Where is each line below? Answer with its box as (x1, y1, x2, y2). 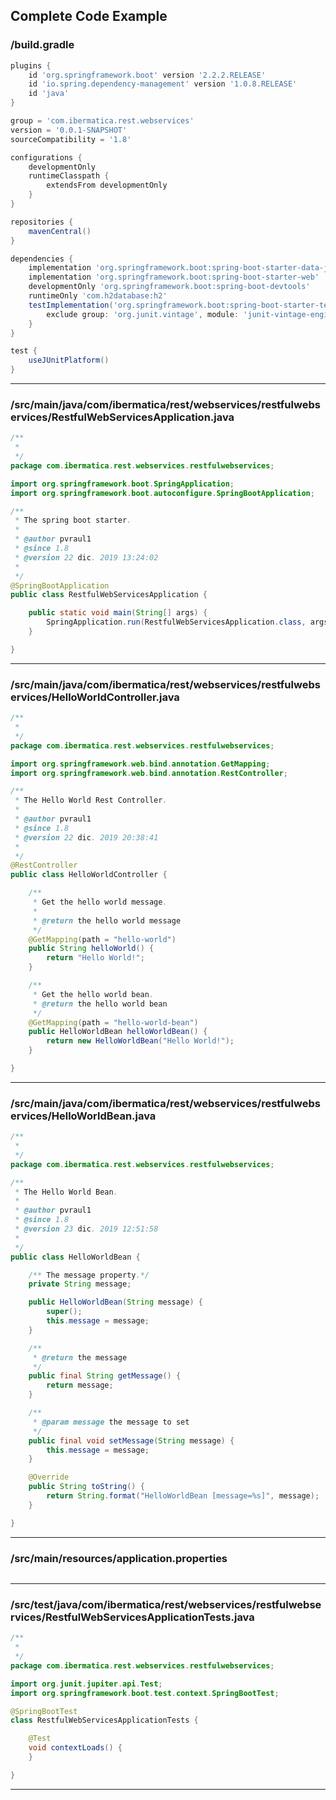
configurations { (10, 152, 83, 163)
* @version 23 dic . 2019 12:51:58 (14, 1224, 159, 1234)
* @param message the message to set (32, 1417, 190, 1427)
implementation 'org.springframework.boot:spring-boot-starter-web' (28, 272, 320, 283)
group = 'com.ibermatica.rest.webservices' (10, 116, 195, 126)
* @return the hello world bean (32, 999, 168, 1009)
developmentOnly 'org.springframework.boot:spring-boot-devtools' (28, 282, 311, 292)
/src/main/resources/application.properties (10, 1551, 228, 1565)
